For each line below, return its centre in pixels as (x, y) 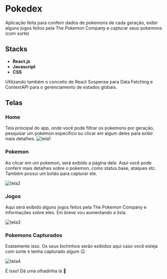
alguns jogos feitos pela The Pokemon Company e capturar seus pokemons (84, 28)
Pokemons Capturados (34, 235)
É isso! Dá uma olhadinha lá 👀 (36, 271)
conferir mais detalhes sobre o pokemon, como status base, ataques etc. (81, 168)
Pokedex (24, 9)
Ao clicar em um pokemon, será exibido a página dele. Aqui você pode (78, 163)
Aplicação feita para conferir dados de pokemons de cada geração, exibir (81, 23)
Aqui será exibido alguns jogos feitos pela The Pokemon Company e (76, 207)
